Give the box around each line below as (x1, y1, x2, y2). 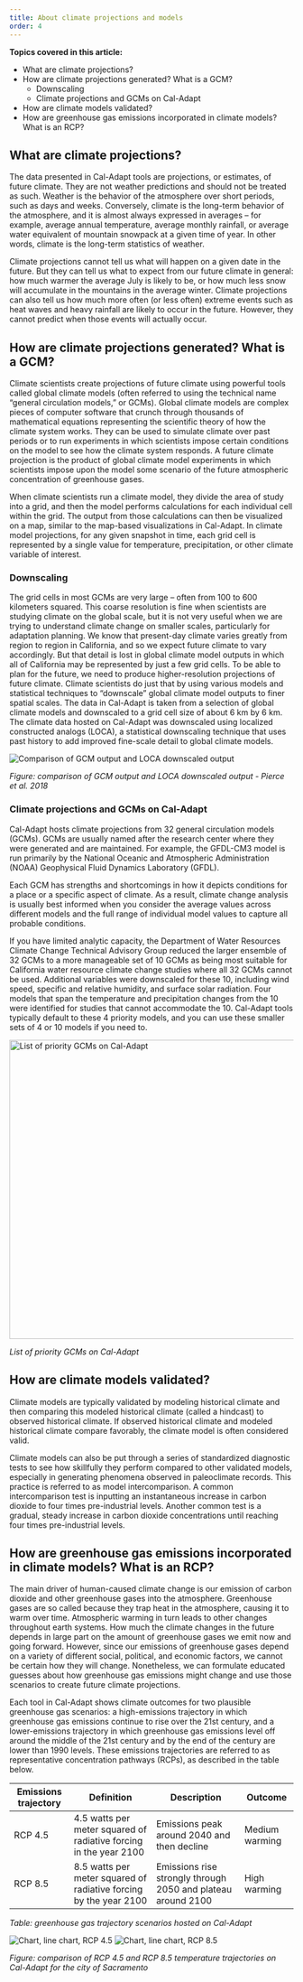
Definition (88, 1791, 133, 1804)
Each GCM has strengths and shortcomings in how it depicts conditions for (9, 879, 289, 890)
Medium (243, 1823, 280, 1836)
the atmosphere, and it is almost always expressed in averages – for (9, 209, 262, 221)
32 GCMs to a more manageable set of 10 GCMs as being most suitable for (9, 954, 288, 965)
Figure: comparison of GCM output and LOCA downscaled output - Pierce (9, 771, 285, 782)
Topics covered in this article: (9, 46, 124, 57)
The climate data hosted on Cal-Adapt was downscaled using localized (9, 717, 273, 728)
